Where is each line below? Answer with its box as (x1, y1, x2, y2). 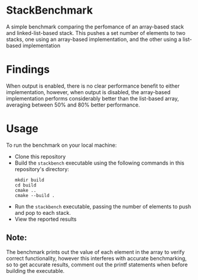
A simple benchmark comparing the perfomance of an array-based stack (6, 23, 184, 30)
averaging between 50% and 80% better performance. (6, 101, 140, 108)
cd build (14, 182, 37, 188)
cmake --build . (14, 192, 55, 198)
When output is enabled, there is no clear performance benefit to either (6, 82, 180, 89)
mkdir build (14, 177, 44, 183)
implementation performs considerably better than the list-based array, (6, 95, 179, 102)
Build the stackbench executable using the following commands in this (14, 159, 184, 166)
